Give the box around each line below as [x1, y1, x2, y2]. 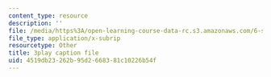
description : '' [8, 19, 63, 27]
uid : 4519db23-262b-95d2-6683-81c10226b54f [8, 57, 157, 65]
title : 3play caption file [8, 49, 99, 57]
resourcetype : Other [8, 42, 78, 50]
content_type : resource [8, 11, 89, 20]
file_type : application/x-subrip [8, 34, 121, 43]
